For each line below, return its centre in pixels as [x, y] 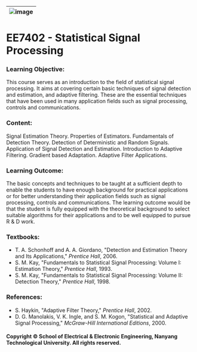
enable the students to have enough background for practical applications [97, 190]
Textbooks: [23, 237]
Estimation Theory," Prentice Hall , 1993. [63, 269]
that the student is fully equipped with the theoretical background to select [98, 209]
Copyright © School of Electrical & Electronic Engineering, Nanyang [92, 336]
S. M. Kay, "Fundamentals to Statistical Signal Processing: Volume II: [99, 275]
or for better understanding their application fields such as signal [86, 196]
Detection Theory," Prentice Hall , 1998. [62, 282]
